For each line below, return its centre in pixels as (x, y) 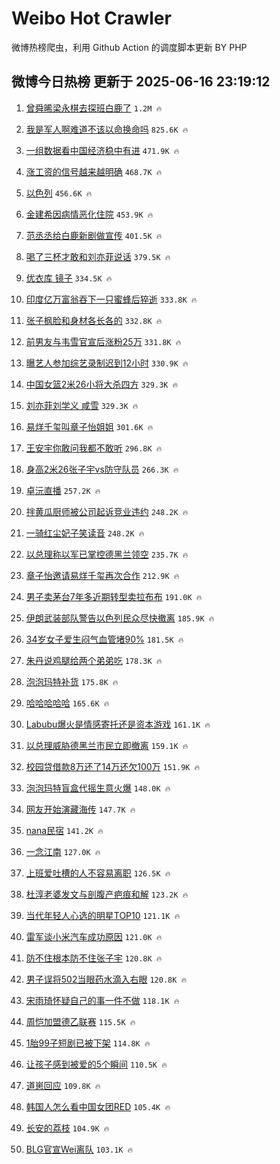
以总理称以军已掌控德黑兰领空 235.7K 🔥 (107, 554)
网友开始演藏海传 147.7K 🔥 (80, 809)
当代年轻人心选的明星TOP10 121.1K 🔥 (103, 915)
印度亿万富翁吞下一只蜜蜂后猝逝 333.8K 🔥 (111, 299)
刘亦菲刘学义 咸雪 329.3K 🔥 (82, 405)
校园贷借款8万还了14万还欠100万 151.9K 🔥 (113, 766)
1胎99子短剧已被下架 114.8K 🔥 (88, 1043)
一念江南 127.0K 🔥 (63, 851)
